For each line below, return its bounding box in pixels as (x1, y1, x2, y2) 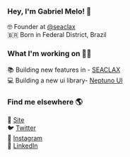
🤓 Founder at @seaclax (7, 23, 76, 31)
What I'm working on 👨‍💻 (7, 49, 92, 59)
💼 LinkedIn (7, 141, 38, 150)
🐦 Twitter (7, 124, 37, 132)
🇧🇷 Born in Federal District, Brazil (7, 31, 107, 39)
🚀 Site (7, 115, 25, 124)
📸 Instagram (7, 134, 43, 142)
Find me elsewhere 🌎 (7, 97, 83, 107)
